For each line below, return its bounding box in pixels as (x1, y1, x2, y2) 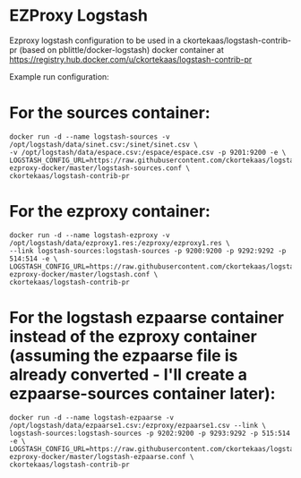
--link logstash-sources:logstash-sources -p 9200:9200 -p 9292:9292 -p (9, 246, 287, 255)
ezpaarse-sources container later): (9, 384, 276, 404)
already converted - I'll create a (9, 364, 248, 385)
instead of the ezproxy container (9, 327, 257, 346)
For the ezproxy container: (9, 201, 211, 222)
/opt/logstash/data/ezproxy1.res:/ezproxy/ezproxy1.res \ (9, 238, 230, 247)
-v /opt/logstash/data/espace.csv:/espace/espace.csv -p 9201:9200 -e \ (9, 148, 287, 157)
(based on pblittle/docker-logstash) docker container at (19, 44, 224, 55)
